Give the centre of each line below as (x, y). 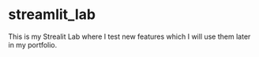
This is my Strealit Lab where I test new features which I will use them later (129, 36)
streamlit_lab (52, 15)
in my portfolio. (33, 44)
